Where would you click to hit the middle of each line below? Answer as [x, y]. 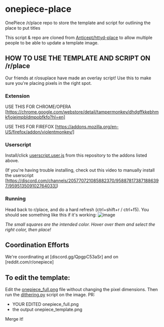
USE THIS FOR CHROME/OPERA [38, 107]
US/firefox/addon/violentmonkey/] [40, 132]
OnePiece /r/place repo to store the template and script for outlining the [78, 23]
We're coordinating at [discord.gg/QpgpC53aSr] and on [62, 257]
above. [12, 161]
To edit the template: [38, 277]
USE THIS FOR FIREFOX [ [31, 127]
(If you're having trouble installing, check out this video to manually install [80, 170]
